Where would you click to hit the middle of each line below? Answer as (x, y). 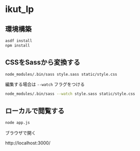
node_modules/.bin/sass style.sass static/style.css (61, 74)
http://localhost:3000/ (28, 143)
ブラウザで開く (20, 133)
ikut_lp (19, 9)
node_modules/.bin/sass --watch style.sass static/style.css (70, 94)
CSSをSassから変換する (43, 62)
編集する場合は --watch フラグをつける (45, 84)
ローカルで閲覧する (35, 111)
